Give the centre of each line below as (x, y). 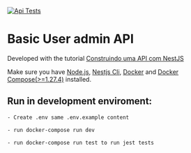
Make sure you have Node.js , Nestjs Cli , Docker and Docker (93, 72)
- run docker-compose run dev (51, 130)
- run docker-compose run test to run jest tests (81, 143)
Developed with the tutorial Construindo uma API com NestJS (95, 58)
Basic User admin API (71, 39)
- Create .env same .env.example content (68, 117)
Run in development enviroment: (79, 101)
